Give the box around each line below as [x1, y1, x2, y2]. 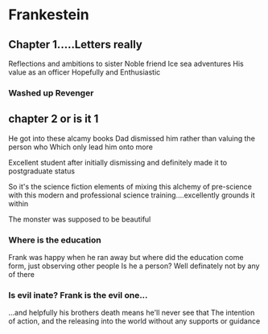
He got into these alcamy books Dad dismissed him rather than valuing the [8, 133, 256, 143]
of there [8, 270, 35, 279]
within [8, 198, 29, 208]
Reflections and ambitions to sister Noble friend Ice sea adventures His [8, 59, 244, 68]
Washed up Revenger [8, 87, 94, 98]
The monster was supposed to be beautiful [8, 214, 151, 224]
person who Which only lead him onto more [8, 142, 153, 152]
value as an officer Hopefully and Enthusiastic [8, 67, 161, 77]
